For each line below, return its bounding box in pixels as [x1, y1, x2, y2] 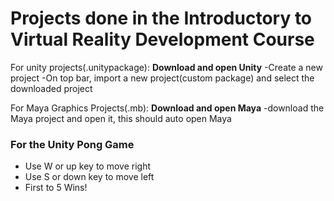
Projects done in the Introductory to [10, 7, 313, 30]
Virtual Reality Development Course [10, 28, 315, 51]
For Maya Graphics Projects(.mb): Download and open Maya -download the [10, 102, 325, 114]
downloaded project [10, 82, 93, 94]
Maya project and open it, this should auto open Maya [10, 112, 232, 124]
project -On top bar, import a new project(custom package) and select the [10, 72, 315, 84]
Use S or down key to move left [24, 171, 155, 183]
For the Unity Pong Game [10, 137, 135, 151]
